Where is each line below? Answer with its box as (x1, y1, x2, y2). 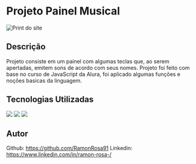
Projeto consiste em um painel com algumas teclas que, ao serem (6, 57, 170, 65)
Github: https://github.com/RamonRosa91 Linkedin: (6, 145, 133, 152)
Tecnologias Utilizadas (6, 95, 94, 105)
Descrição (6, 42, 46, 52)
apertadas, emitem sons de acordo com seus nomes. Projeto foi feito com (6, 64, 190, 71)
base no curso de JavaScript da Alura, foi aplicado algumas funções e (6, 71, 181, 78)
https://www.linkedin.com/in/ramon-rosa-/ (6, 151, 112, 158)
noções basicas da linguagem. (6, 77, 83, 84)
